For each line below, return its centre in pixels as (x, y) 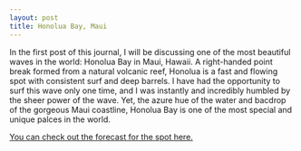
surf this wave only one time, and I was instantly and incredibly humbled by (150, 90)
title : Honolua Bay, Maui (58, 26)
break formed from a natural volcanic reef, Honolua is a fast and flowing (144, 71)
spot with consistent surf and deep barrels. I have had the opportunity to (145, 80)
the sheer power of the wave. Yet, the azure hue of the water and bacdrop (148, 99)
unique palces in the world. (60, 119)
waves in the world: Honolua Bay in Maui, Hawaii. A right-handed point (141, 61)
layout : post (34, 18)
